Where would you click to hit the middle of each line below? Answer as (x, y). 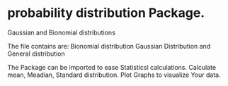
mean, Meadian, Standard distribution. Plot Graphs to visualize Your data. (114, 75)
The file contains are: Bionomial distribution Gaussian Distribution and (109, 46)
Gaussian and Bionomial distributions (61, 32)
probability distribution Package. (106, 13)
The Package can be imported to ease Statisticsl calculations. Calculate (112, 67)
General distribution (36, 54)
